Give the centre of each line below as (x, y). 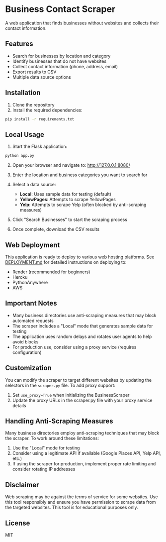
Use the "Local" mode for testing (46, 448)
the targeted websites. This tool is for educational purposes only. (72, 507)
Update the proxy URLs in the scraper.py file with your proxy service (82, 400)
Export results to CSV (34, 72)
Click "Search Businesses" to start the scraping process (70, 219)
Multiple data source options (41, 77)
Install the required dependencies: (47, 110)
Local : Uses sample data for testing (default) (66, 194)
